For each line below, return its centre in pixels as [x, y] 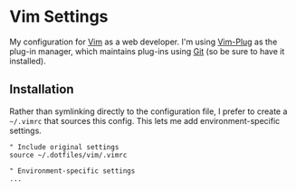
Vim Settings [59, 17]
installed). [28, 61]
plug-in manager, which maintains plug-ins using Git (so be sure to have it [147, 51]
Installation [42, 89]
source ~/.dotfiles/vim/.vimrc [68, 155]
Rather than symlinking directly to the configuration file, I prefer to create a [148, 111]
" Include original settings [64, 147]
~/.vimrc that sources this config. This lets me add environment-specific [145, 120]
